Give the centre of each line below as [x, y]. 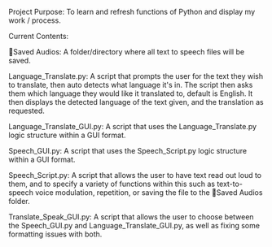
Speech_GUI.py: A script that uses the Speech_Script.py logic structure [127, 151]
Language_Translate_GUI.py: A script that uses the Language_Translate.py [133, 126]
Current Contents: [39, 36]
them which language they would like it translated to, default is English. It [131, 93]
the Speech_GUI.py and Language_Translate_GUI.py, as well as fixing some [134, 225]
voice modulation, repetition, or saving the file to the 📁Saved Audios [149, 193]
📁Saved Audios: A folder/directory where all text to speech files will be [127, 52]
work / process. [35, 20]
